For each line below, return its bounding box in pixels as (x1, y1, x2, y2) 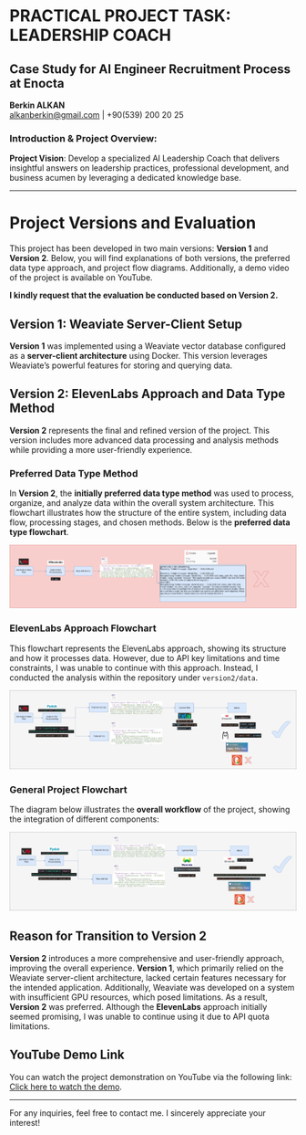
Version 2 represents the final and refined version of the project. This (9, 425, 270, 436)
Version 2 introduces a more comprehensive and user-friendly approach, (9, 952, 285, 963)
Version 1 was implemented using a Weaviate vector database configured (9, 341, 287, 352)
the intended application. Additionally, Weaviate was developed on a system (9, 982, 295, 993)
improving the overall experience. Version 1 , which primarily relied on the (9, 962, 284, 973)
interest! (9, 1117, 41, 1128)
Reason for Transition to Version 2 (9, 929, 207, 944)
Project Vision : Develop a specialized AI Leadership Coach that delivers (9, 152, 280, 164)
